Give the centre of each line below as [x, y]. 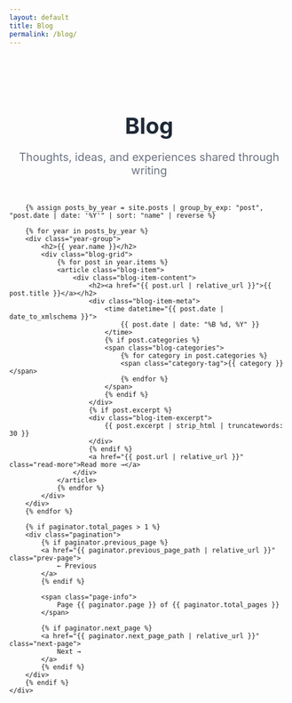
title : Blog [31, 26]
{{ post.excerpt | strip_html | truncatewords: [194, 426]
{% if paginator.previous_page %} [105, 543]
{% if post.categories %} [152, 340]
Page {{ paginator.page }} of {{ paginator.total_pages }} [168, 605]
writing [149, 171]
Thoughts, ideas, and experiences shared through [149, 158]
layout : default [39, 17]
